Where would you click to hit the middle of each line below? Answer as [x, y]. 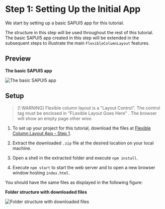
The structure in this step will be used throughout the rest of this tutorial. [79, 32]
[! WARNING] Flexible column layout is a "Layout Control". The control [89, 108]
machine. [22, 148]
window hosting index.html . [41, 173]
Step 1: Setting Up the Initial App [73, 9]
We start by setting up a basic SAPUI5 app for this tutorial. [65, 23]
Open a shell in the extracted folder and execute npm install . [75, 158]
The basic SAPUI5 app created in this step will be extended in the [72, 38]
